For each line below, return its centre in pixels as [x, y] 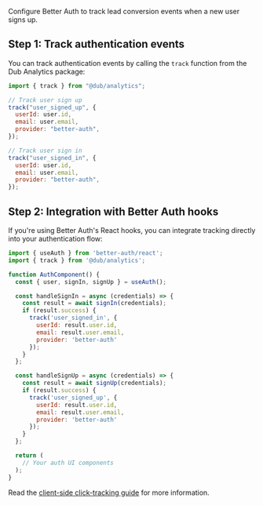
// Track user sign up [45, 100]
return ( [29, 456]
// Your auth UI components [68, 463]
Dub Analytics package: [47, 71]
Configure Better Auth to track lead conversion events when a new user [124, 11]
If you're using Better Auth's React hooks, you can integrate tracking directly [132, 230]
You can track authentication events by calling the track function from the [128, 63]
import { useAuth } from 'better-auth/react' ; [86, 253]
